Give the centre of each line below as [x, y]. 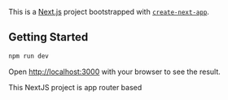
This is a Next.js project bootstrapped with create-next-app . [109, 12]
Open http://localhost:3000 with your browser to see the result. [115, 72]
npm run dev [28, 56]
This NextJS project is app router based [75, 87]
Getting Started [48, 37]
